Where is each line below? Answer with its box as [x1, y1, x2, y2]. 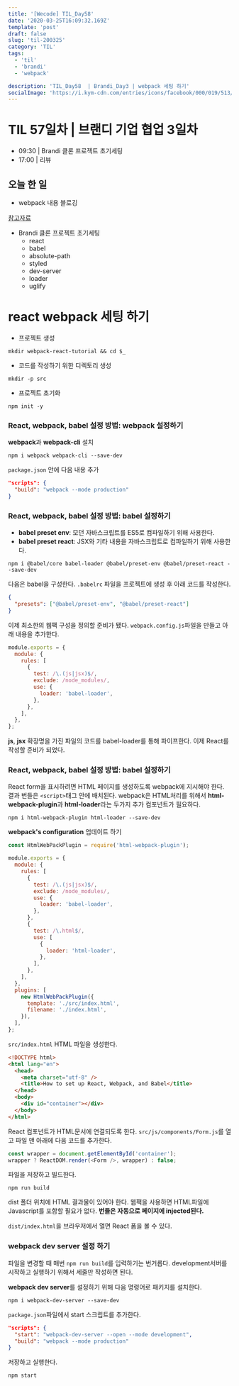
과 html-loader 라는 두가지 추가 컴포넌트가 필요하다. [57, 800, 201, 809]
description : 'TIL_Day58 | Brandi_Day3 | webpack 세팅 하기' [8, 82, 190, 89]
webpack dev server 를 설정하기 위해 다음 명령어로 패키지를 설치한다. [8, 1282, 202, 1291]
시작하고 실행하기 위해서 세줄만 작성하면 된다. [8, 1268, 133, 1276]
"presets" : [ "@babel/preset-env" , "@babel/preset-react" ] [14, 601, 190, 608]
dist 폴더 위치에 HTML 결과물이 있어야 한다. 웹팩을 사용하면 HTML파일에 [8, 1198, 209, 1207]
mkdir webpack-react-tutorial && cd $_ [8, 348, 126, 355]
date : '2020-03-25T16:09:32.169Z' [8, 17, 111, 24]
